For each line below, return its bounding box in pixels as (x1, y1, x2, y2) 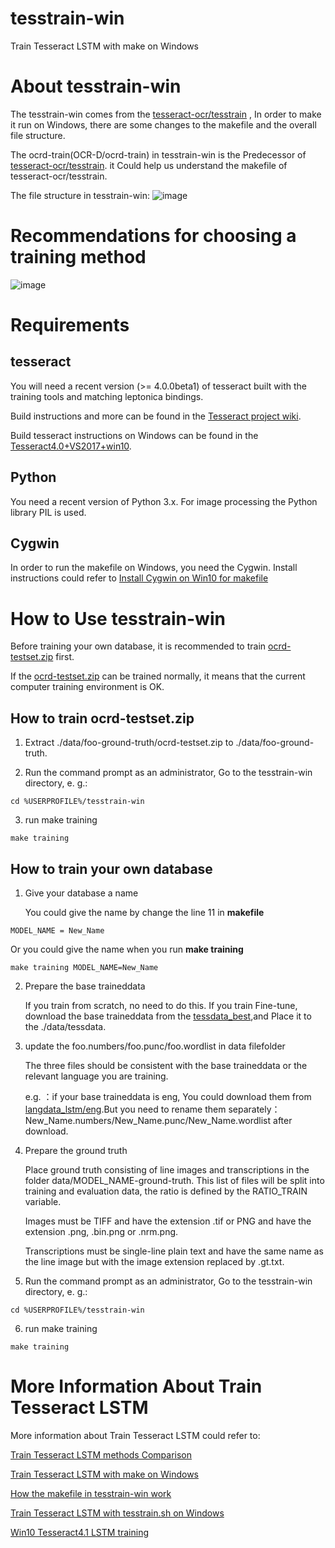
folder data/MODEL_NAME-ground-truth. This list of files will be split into (24, 1175, 325, 1186)
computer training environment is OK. (10, 681, 165, 693)
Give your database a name (24, 887, 139, 899)
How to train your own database (10, 860, 213, 877)
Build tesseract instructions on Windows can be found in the (10, 429, 259, 441)
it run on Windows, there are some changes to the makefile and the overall (10, 118, 317, 131)
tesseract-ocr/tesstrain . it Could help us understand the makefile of (10, 159, 288, 171)
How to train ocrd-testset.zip (10, 710, 195, 727)
